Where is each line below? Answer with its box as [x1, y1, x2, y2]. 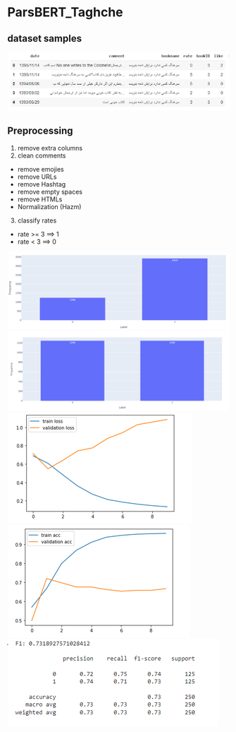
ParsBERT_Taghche [7, 4, 123, 20]
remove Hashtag [17, 179, 66, 188]
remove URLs [17, 172, 57, 181]
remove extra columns [17, 143, 83, 152]
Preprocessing [7, 125, 73, 137]
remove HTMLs [17, 195, 63, 203]
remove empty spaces [17, 187, 83, 196]
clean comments [17, 151, 66, 160]
